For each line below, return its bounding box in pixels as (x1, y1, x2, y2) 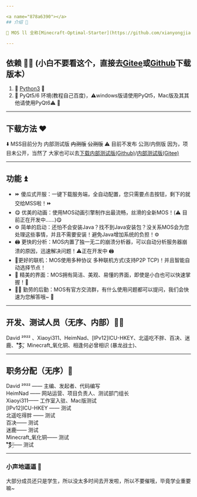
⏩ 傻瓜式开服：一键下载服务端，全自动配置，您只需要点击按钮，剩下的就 (14, 190, 191, 197)
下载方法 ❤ (6, 124, 47, 134)
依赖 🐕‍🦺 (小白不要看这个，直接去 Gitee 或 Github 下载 (6, 58, 191, 68)
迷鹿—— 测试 (6, 427, 39, 434)
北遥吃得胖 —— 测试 (6, 412, 56, 419)
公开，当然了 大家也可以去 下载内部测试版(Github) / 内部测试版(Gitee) (16, 150, 179, 156)
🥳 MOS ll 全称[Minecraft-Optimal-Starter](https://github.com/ (6, 30, 162, 36)
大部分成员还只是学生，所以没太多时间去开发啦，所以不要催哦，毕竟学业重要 (6, 477, 191, 484)
